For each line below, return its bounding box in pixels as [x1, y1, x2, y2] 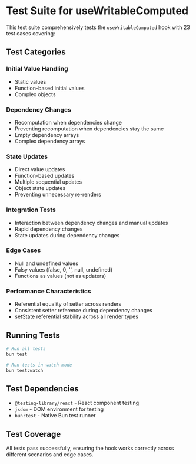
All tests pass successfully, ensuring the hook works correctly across [6, 445, 175, 452]
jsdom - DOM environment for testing [14, 406, 104, 413]
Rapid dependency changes [14, 226, 83, 233]
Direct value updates [14, 166, 65, 173]
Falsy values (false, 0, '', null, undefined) [14, 266, 113, 273]
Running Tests [6, 330, 60, 340]
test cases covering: [6, 30, 55, 37]
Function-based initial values [14, 84, 85, 92]
